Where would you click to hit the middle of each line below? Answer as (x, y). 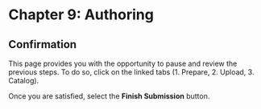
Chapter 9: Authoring (81, 15)
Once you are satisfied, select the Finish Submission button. (109, 96)
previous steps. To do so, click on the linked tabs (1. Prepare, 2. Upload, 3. (131, 72)
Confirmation (43, 44)
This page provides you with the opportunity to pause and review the (123, 63)
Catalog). (24, 81)
